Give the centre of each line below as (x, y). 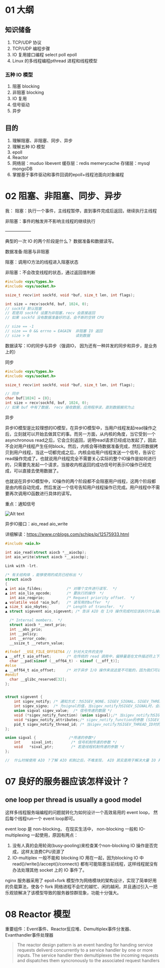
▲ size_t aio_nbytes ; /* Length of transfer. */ (65, 607)
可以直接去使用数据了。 (37, 471)
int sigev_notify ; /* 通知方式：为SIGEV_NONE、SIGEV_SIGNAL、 (76, 702)
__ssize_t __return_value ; (37, 643)
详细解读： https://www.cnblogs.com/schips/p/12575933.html (67, 534)
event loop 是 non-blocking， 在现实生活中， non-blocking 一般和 (72, 829)
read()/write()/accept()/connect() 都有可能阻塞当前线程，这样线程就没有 (85, 863)
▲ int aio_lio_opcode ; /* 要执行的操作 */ (55, 593)
